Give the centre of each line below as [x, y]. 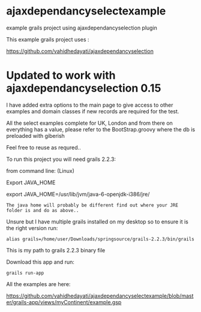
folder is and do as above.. [43, 210]
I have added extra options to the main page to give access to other [90, 105]
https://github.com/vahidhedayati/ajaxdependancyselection [80, 51]
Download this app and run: [40, 262]
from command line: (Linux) [40, 170]
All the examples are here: [38, 284]
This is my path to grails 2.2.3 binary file [56, 250]
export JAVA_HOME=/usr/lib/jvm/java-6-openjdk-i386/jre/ [78, 194]
